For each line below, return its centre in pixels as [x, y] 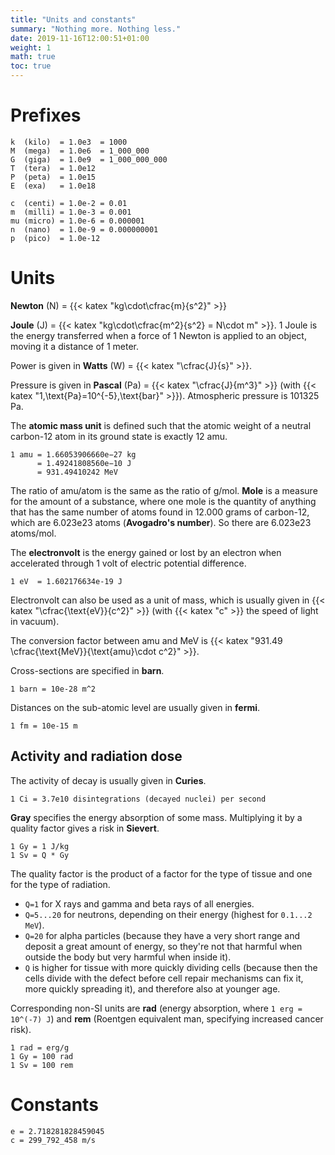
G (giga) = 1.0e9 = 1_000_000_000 [89, 159]
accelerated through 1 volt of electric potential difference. [128, 563]
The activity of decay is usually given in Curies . [108, 780]
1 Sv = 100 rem [42, 1065]
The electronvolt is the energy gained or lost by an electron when [146, 552]
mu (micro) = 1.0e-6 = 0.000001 [77, 221]
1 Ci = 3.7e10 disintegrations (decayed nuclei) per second [138, 799]
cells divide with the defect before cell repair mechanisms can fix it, [164, 978]
